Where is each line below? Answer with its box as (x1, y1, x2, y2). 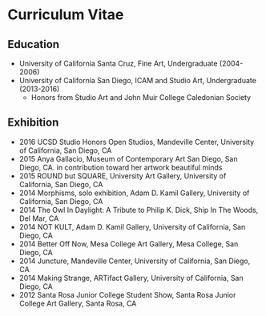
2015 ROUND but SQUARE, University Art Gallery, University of (18, 170, 227, 181)
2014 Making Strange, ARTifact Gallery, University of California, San (18, 273, 244, 282)
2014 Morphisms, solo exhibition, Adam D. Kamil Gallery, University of (18, 188, 250, 198)
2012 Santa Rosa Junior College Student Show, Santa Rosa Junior (18, 290, 236, 299)
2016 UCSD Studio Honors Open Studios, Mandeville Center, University (18, 137, 255, 146)
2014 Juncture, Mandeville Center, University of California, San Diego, (18, 256, 251, 266)
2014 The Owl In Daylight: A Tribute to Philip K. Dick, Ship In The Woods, (18, 205, 259, 214)
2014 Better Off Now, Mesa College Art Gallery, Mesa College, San (18, 238, 239, 249)
